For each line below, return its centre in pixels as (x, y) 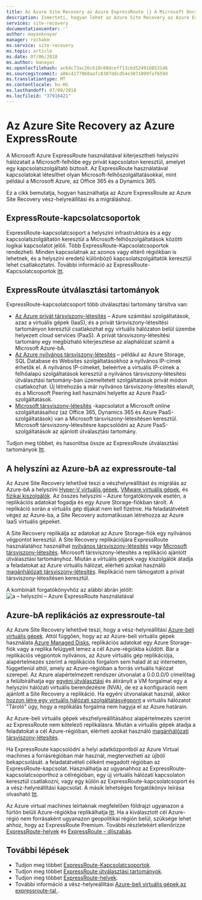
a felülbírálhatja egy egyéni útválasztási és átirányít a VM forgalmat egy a (97, 681)
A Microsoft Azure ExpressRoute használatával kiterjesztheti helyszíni (93, 155)
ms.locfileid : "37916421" (38, 96)
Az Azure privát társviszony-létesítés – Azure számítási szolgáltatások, (103, 316)
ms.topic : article (29, 51)
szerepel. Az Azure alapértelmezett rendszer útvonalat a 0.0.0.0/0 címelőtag (101, 674)
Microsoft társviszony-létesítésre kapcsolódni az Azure (83, 425)
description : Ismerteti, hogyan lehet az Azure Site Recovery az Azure (98, 17)
